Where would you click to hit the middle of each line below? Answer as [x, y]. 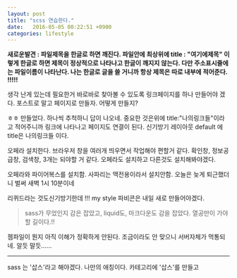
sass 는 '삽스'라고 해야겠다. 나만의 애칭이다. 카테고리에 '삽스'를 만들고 [103, 267]
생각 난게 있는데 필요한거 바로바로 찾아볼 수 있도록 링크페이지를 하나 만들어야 [113, 94]
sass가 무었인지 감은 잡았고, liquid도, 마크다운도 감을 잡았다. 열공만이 [120, 213]
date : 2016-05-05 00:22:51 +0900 [60, 27]
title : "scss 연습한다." [41, 20]
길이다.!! [43, 222]
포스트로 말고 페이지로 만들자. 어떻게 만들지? [78, 103]
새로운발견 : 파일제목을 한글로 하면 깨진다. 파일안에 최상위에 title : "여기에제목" [115, 54]
